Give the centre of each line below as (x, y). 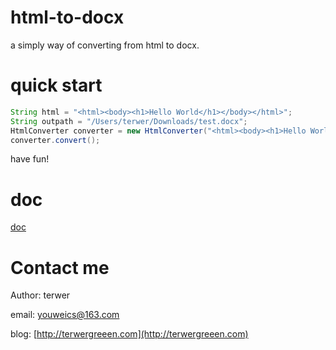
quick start (56, 85)
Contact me (60, 267)
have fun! (30, 159)
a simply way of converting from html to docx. (105, 45)
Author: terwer (40, 295)
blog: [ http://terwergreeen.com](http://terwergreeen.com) (129, 334)
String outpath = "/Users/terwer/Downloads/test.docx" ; (129, 121)
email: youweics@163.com (65, 315)
